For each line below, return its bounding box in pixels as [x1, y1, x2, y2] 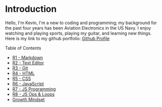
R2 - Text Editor [12, 60, 44, 66]
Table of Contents [5, 45, 42, 51]
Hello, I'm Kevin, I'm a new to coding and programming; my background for [5, 20, 157, 26]
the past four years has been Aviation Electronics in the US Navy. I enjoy [5, 25, 151, 31]
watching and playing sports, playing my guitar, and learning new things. [5, 30, 152, 36]
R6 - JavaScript [12, 80, 44, 87]
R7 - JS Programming [12, 86, 56, 92]
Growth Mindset [12, 96, 45, 102]
